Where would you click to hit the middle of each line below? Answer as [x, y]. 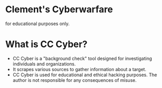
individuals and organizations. [44, 64]
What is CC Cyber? [47, 44]
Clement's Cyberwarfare [59, 9]
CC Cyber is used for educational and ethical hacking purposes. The [85, 75]
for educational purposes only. [38, 24]
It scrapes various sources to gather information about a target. [79, 69]
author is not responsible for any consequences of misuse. [75, 80]
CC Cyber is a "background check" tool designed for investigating [82, 58]
